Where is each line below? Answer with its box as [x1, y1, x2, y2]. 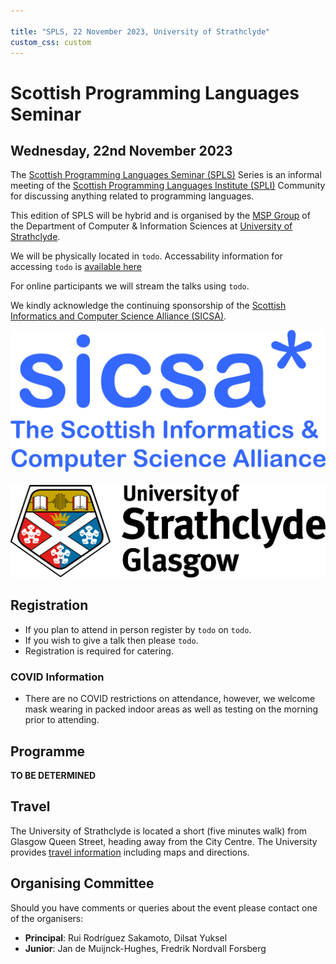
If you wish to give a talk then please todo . [24, 634, 199, 646]
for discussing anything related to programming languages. [10, 190, 255, 202]
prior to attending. [24, 714, 100, 726]
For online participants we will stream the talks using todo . [10, 280, 250, 292]
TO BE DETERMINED [10, 769, 97, 781]
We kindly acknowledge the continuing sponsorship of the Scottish [10, 300, 287, 312]
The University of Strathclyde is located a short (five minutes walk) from [10, 825, 308, 837]
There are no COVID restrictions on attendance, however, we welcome [24, 693, 316, 705]
